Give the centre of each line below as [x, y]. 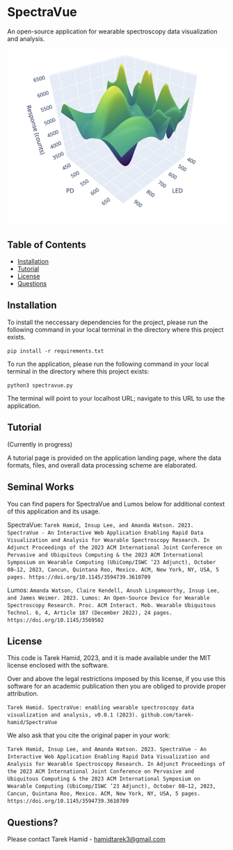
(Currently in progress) [40, 444]
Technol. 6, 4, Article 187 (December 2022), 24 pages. [90, 613]
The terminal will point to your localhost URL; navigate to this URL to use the [116, 398]
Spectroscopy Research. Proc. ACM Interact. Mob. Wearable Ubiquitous [112, 605]
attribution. [23, 693]
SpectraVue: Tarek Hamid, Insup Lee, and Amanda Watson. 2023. [101, 524]
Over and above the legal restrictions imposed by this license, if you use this [116, 679]
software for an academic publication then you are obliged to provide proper [117, 687]
